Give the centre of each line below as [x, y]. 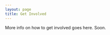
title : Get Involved [26, 14]
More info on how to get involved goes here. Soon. [55, 27]
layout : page [18, 9]
